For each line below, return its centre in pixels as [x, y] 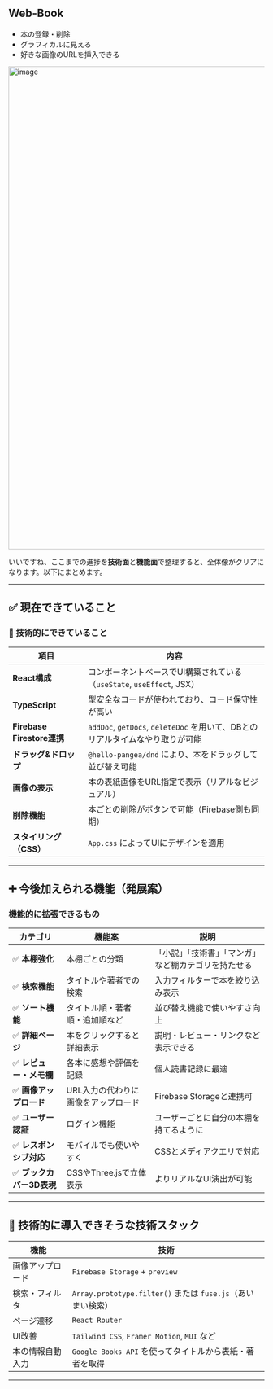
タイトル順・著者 [99, 1008]
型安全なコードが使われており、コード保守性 [173, 699]
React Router [97, 1320]
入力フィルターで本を [195, 980]
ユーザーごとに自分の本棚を [207, 1118]
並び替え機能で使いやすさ [203, 1008]
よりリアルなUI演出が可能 [203, 1179]
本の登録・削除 [45, 34]
